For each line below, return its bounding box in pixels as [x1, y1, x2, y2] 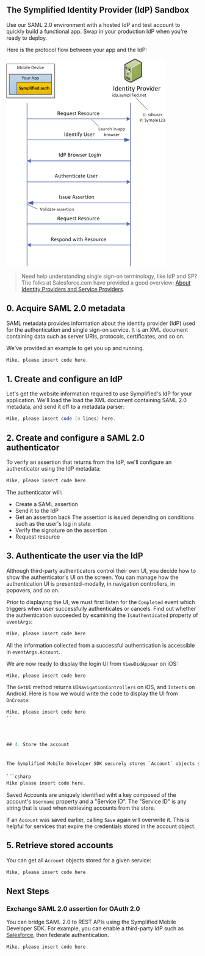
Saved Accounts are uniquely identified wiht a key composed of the [6, 791, 176, 798]
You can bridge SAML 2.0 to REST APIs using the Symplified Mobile [6, 918, 176, 926]
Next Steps [6, 886, 49, 897]
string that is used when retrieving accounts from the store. [6, 804, 156, 812]
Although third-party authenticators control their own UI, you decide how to [6, 567, 196, 574]
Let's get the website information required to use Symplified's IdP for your [6, 390, 192, 397]
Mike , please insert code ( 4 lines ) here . [6, 416, 116, 422]
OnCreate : [6, 696, 31, 704]
